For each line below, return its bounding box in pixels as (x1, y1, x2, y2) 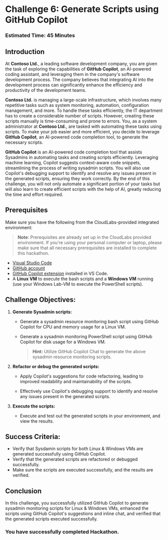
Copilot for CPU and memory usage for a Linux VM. (19, 324, 126, 330)
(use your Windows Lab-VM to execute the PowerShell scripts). (12, 281, 143, 287)
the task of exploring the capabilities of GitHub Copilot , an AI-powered (5, 66, 151, 72)
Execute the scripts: (12, 403, 55, 409)
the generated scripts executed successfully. (5, 516, 98, 522)
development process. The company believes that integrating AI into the (5, 76, 154, 82)
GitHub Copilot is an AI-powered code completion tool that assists (5, 149, 142, 155)
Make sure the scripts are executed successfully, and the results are (12, 467, 153, 473)
